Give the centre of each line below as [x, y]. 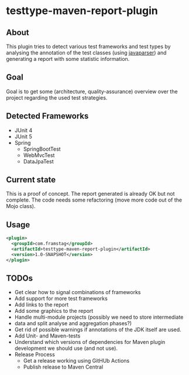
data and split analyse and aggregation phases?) [73, 323]
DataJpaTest [38, 161]
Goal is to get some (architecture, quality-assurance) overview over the [92, 91]
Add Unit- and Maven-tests [47, 336]
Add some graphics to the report [54, 311]
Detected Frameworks [47, 116]
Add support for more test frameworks [61, 299]
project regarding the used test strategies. [57, 97]
